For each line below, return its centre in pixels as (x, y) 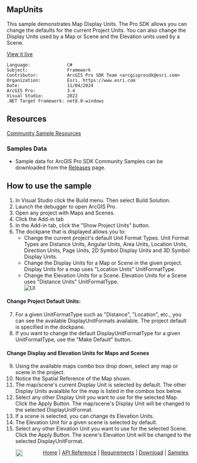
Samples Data (27, 148)
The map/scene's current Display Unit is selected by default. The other (101, 385)
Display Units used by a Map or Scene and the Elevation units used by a (94, 36)
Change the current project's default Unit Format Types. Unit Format (106, 237)
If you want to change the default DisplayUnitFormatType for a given (98, 333)
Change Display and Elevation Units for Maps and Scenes (78, 353)
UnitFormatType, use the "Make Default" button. (73, 339)
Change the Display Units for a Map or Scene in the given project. (103, 263)
